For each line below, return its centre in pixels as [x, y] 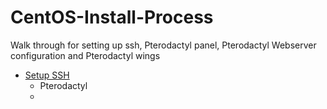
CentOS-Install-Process [112, 17]
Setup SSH [47, 75]
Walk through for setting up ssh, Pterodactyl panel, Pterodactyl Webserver [163, 45]
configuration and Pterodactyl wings [85, 55]
